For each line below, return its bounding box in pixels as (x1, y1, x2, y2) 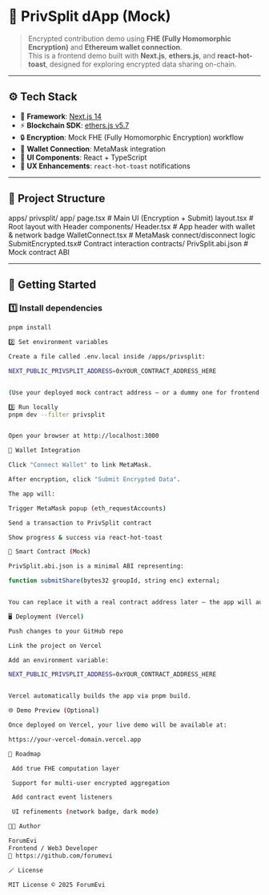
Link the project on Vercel (8, 642, 102, 650)
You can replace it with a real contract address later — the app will (8, 598, 252, 606)
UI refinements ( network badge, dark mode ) (11, 808, 159, 816)
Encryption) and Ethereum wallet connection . (27, 42, 183, 51)
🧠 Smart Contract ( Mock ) (8, 548, 91, 556)
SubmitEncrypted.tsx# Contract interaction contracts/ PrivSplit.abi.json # (8, 238, 249, 248)
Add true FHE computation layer (11, 764, 120, 772)
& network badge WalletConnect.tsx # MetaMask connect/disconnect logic (8, 230, 256, 240)
